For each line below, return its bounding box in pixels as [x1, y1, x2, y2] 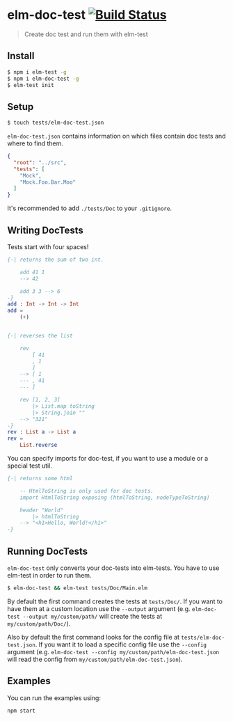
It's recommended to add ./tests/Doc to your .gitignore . [7, 204, 172, 212]
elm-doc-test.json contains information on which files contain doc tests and [7, 132, 226, 141]
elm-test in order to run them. [7, 571, 92, 579]
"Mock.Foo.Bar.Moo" [19, 178, 77, 186]
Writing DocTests [7, 224, 83, 236]
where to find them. [7, 139, 64, 148]
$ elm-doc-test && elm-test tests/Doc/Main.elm [7, 585, 148, 592]
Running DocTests [7, 545, 88, 557]
